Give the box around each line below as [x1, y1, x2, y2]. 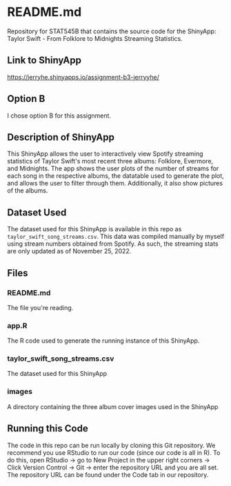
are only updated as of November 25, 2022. [7, 247, 132, 255]
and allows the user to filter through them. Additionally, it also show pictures [7, 179, 223, 188]
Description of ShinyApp [7, 131, 115, 143]
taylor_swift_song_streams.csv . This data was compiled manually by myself [7, 233, 225, 241]
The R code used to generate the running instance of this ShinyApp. [7, 336, 200, 345]
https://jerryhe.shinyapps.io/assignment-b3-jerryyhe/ [7, 73, 160, 81]
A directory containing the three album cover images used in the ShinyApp [7, 402, 219, 411]
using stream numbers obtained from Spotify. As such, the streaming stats [7, 240, 219, 248]
